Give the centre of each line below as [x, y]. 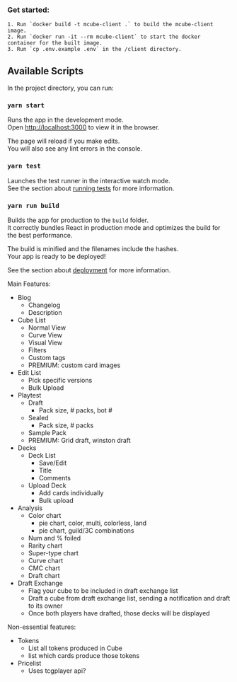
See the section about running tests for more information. [91, 188]
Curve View [45, 335]
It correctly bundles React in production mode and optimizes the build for [114, 227]
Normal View [47, 328]
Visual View [45, 342]
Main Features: [29, 284]
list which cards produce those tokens [84, 655]
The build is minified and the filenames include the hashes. [93, 249]
